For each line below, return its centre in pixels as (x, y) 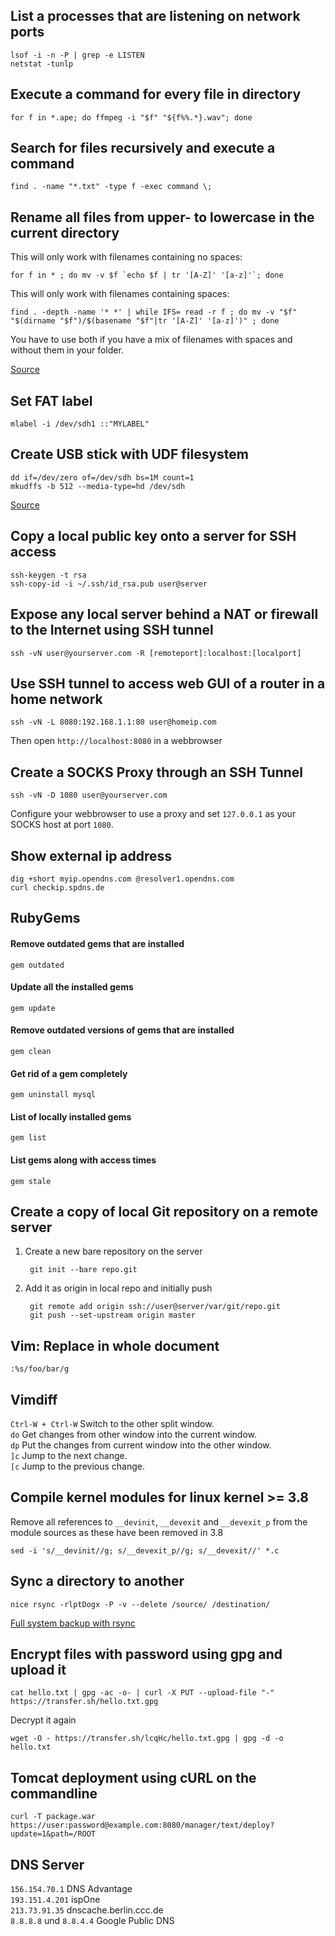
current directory (65, 232)
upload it (38, 1670)
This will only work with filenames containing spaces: (120, 294)
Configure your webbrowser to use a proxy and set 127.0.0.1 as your (153, 814)
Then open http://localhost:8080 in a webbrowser (116, 741)
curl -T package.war (53, 1817)
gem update (33, 1008)
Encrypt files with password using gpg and (146, 1654)
